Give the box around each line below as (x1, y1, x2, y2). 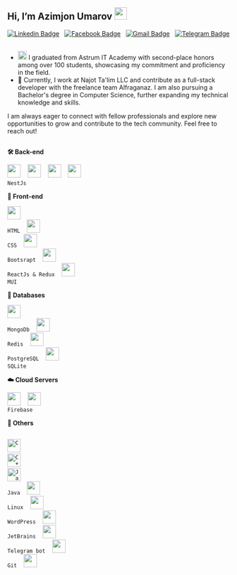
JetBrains (7, 533, 37, 540)
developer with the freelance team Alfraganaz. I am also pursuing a (17, 83, 213, 92)
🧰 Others (7, 419, 34, 428)
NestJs (7, 180, 27, 187)
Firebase (7, 406, 33, 413)
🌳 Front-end (7, 192, 44, 201)
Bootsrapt (7, 257, 37, 264)
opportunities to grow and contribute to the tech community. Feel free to (7, 119, 217, 128)
